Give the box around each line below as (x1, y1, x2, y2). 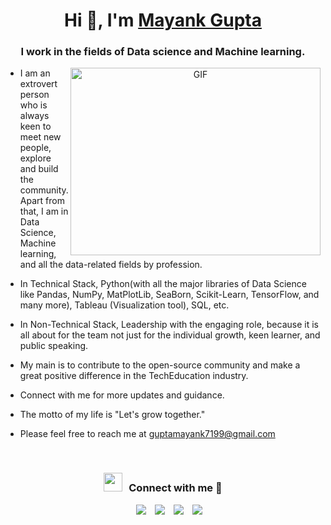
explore (19, 152, 52, 164)
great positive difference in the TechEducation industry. (19, 370, 249, 382)
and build (19, 163, 59, 175)
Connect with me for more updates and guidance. (19, 389, 225, 401)
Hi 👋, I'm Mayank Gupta (64, 9, 262, 32)
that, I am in (19, 205, 69, 218)
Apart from (19, 195, 65, 207)
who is (19, 99, 48, 111)
